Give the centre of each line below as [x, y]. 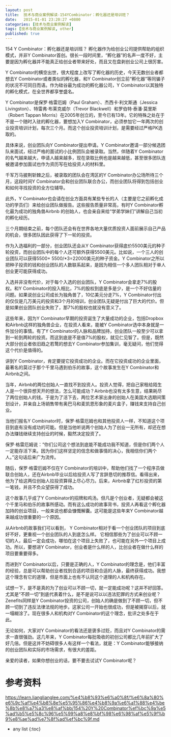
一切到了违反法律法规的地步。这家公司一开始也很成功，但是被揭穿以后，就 [88, 607]
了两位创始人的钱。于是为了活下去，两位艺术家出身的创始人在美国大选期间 [83, 397]
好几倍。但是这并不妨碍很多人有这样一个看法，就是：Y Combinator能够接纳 [84, 643]
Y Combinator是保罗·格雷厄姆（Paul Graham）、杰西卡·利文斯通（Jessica [81, 102]
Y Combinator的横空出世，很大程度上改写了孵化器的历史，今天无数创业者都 [84, 72]
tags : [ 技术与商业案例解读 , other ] [39, 29]
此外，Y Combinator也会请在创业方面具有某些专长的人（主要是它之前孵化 [82, 199]
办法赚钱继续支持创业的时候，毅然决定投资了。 [54, 433]
